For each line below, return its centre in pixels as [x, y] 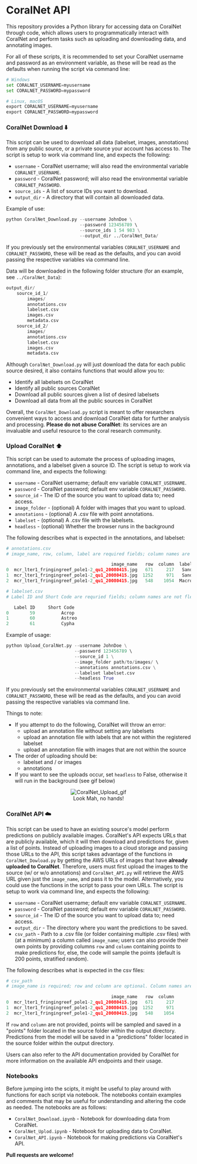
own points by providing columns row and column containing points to [98, 946]
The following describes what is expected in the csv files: [75, 970]
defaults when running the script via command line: [68, 69]
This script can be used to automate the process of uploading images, [91, 459]
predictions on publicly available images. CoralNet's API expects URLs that [96, 835]
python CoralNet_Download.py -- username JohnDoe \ [69, 220]
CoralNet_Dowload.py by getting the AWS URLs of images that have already [97, 860]
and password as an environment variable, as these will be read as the [91, 63]
